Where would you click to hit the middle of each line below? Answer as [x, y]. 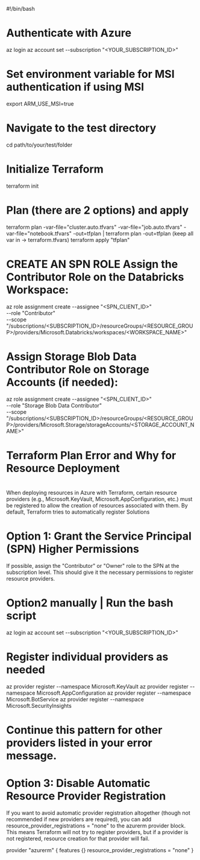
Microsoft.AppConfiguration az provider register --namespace [114, 693]
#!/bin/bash [20, 9]
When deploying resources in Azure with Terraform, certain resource [92, 492]
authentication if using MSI [75, 87]
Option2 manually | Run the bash [90, 603]
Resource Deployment [63, 468]
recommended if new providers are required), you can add [79, 819]
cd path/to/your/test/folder [39, 145]
